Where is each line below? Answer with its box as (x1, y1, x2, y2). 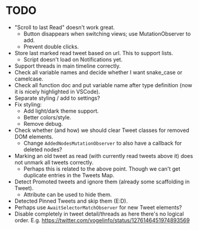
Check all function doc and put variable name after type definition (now (14, 81, 193, 88)
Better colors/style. (23, 113, 71, 121)
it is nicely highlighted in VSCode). (14, 88, 100, 95)
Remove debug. (23, 120, 63, 127)
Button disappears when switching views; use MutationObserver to (23, 30, 191, 37)
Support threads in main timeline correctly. (14, 62, 121, 70)
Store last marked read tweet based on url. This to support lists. (14, 49, 174, 56)
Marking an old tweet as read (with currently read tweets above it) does (14, 152, 194, 159)
